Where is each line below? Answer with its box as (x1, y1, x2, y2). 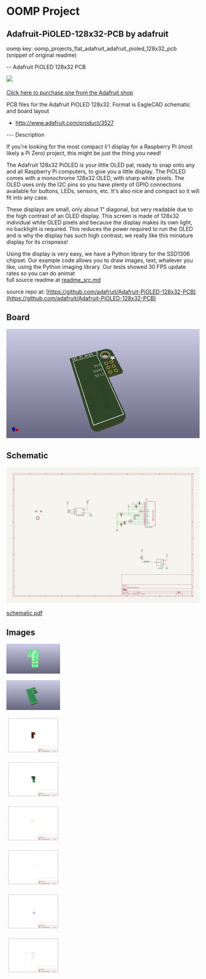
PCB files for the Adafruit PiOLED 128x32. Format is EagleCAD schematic (6, 101, 191, 108)
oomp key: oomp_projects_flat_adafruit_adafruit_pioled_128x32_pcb (6, 45, 177, 52)
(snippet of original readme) (6, 51, 77, 59)
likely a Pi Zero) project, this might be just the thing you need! (6, 149, 161, 157)
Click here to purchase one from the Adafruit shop (6, 89, 134, 96)
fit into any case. (6, 194, 48, 201)
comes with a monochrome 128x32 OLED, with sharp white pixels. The (6, 175, 185, 181)
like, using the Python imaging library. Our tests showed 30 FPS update (6, 263, 186, 270)
